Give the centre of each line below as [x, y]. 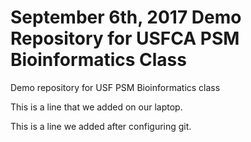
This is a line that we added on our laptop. [96, 107]
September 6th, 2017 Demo [126, 17]
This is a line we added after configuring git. [101, 126]
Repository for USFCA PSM [125, 38]
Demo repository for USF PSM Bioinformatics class [115, 87]
